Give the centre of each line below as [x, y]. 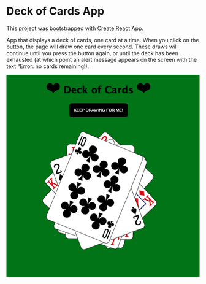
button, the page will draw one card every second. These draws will [92, 47]
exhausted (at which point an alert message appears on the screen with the [102, 59]
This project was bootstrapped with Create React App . [75, 28]
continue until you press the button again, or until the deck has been [93, 53]
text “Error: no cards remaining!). [48, 66]
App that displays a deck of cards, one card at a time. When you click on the [103, 40]
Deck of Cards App [55, 11]
